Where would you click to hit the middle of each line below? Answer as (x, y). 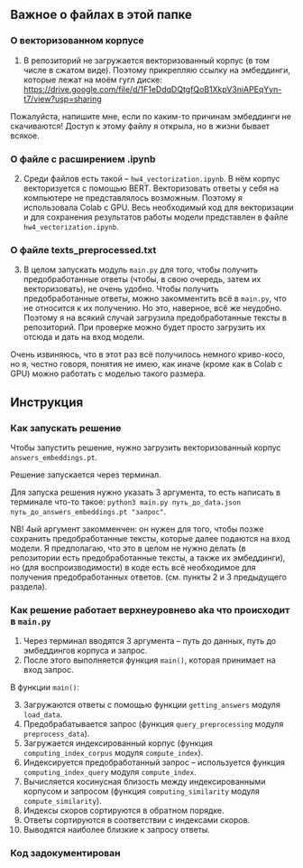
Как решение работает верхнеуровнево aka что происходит (150, 609)
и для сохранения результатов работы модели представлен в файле (156, 217)
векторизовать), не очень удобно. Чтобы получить (121, 289)
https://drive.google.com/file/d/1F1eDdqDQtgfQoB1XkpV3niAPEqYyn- (152, 89)
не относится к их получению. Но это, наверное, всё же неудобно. (152, 308)
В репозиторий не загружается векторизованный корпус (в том (146, 60)
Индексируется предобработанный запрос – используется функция (154, 762)
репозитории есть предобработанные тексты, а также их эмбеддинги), (148, 557)
